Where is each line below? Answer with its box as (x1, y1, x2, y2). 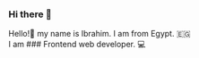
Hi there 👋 (8, 8, 53, 21)
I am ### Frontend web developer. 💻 (8, 39, 146, 50)
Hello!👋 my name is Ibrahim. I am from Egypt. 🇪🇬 (8, 29, 191, 39)
